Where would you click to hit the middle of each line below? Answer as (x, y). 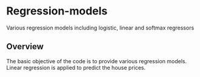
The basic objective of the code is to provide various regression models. (96, 61)
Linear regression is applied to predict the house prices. (76, 67)
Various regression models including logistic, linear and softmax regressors (100, 28)
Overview (25, 47)
